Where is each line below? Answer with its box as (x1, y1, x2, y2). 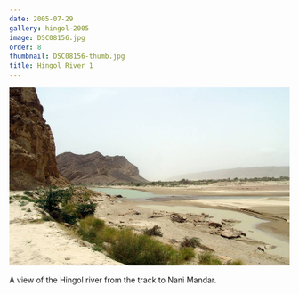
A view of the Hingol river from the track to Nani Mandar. (9, 274, 217, 285)
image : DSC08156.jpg (9, 33, 86, 42)
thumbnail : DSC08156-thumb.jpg (9, 52, 125, 61)
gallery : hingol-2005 (9, 23, 90, 33)
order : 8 (9, 43, 42, 52)
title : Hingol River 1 (9, 61, 93, 70)
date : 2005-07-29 (9, 14, 74, 23)
